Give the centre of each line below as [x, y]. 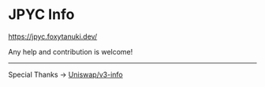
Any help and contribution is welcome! [71, 51]
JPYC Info [41, 15]
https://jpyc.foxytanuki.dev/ [53, 36]
